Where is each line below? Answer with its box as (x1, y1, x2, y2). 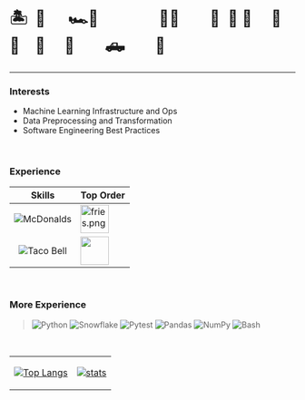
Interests (9, 84, 50, 97)
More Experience (9, 298, 87, 311)
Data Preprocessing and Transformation (22, 115, 172, 126)
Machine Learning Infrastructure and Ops (22, 106, 178, 117)
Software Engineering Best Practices (22, 125, 161, 136)
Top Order (80, 189, 125, 201)
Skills (30, 189, 55, 201)
